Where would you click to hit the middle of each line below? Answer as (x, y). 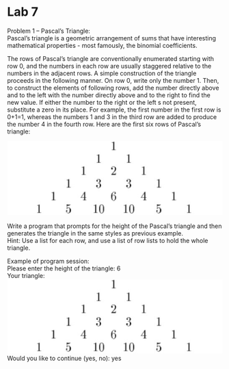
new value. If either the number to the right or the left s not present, (102, 102)
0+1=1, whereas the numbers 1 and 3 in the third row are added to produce (112, 116)
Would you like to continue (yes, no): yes (64, 358)
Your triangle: (26, 275)
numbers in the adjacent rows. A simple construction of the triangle (102, 73)
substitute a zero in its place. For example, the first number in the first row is (114, 110)
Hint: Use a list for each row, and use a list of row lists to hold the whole (108, 240)
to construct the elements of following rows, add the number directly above (113, 88)
